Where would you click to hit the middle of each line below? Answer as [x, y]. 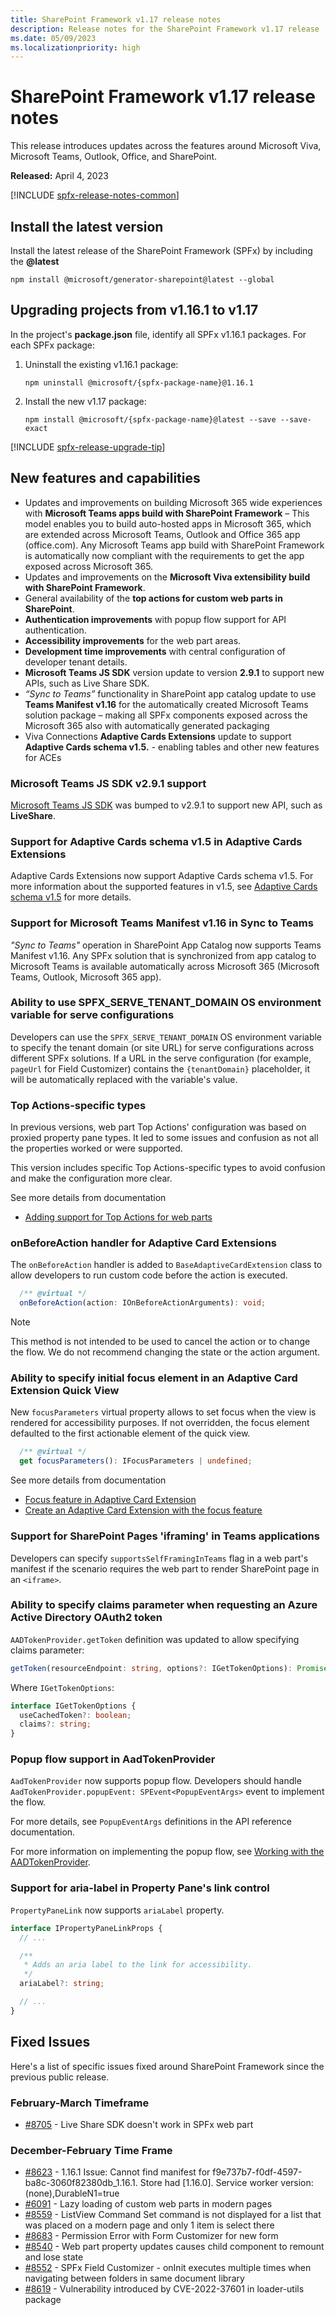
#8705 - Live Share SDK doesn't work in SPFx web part [139, 2124]
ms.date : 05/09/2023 [53, 38]
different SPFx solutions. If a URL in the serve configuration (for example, [161, 1058]
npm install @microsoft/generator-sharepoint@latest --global [142, 280]
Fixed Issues [50, 2042]
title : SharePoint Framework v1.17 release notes [116, 19]
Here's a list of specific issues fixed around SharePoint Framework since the [167, 2066]
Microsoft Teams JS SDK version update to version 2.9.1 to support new [174, 672]
